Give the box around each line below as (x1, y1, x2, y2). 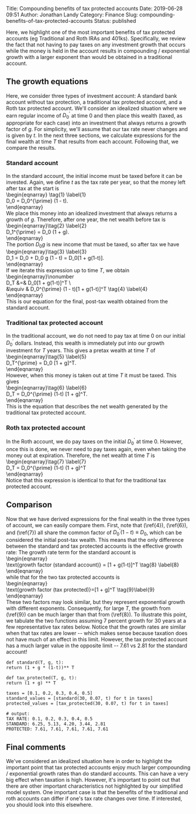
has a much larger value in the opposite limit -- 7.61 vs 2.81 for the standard (6, 642, 187, 649)
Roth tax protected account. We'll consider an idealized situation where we (6, 105, 187, 112)
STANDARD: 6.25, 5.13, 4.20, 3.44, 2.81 (6, 721, 106, 727)
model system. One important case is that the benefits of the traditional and (6, 788, 188, 795)
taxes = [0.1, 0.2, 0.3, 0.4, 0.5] (6, 691, 93, 696)
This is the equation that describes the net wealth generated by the (6, 403, 168, 410)
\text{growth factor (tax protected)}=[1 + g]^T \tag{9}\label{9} (6, 586, 155, 593)
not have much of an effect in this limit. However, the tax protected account (6, 636, 188, 643)
